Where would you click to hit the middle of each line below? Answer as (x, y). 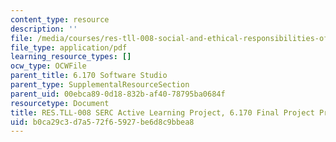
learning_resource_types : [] (71, 57)
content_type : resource (60, 19)
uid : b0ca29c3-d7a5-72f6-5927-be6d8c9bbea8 (102, 122)
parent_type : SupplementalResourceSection (100, 85)
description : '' (44, 29)
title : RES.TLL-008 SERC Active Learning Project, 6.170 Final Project (162, 112)
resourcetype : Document (60, 103)
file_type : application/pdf (69, 47)
